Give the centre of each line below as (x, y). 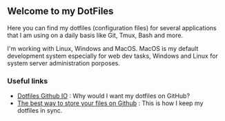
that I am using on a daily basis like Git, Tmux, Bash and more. (95, 35)
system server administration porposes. (64, 63)
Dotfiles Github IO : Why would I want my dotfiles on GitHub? (104, 96)
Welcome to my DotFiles (60, 11)
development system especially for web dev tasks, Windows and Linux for (113, 56)
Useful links (28, 80)
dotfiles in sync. (40, 111)
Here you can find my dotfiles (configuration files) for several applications (112, 27)
